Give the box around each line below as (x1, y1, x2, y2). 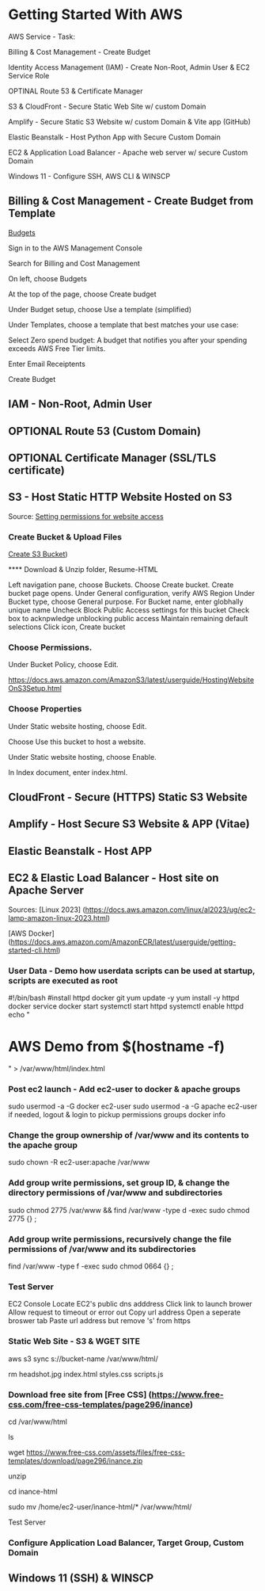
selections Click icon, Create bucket (8, 622, 126, 631)
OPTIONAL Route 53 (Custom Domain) (8, 424, 202, 437)
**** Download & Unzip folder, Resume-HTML (8, 565, 158, 574)
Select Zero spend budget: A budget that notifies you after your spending (8, 335, 248, 345)
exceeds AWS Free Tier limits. (8, 343, 106, 353)
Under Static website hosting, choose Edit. (8, 721, 147, 731)
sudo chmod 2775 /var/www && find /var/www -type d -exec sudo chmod (8, 1205, 250, 1215)
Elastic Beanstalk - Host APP (8, 844, 153, 857)
